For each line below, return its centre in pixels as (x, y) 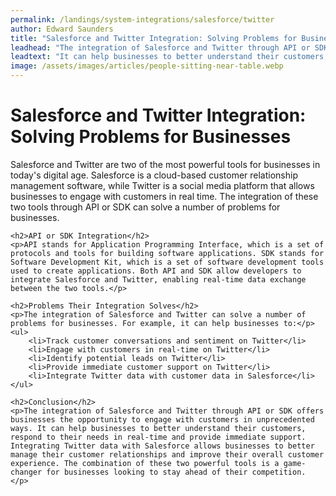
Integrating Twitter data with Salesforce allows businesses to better (162, 446)
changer (26, 472)
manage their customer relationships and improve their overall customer (167, 454)
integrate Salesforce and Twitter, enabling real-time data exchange (158, 279)
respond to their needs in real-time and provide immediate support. (158, 437)
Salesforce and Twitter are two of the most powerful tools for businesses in (165, 164)
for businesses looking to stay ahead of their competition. (176, 472)
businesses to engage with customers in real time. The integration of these (164, 196)
